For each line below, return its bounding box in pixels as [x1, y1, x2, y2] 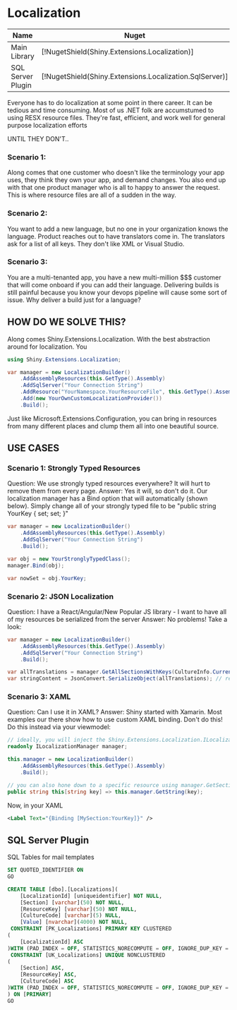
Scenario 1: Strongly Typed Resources [7, 464, 141, 474]
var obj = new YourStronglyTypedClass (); [7, 555, 131, 563]
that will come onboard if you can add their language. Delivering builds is [7, 280, 219, 289]
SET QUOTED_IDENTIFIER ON [7, 867, 83, 874]
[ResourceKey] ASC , [20, 971, 78, 978]
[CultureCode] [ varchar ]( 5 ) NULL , [20, 912, 121, 919]
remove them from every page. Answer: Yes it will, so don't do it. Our [7, 487, 208, 495]
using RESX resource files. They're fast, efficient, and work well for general [7, 113, 226, 121]
